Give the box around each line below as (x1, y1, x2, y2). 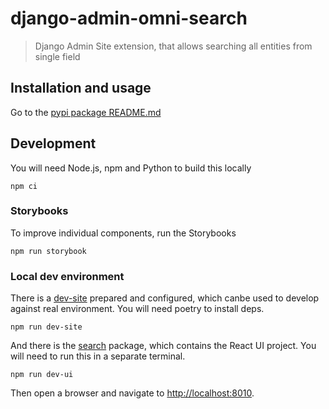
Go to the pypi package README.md (10, 106, 162, 118)
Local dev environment (10, 269, 125, 283)
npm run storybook (10, 246, 87, 256)
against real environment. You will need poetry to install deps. (10, 303, 265, 315)
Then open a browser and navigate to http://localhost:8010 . (10, 387, 255, 399)
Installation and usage (10, 80, 152, 97)
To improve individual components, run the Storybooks (10, 227, 237, 239)
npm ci (10, 181, 38, 191)
